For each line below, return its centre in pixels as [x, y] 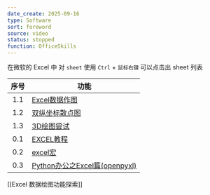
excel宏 [44, 153]
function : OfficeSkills [42, 46]
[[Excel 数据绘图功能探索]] [45, 184]
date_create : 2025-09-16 [43, 14]
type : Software [29, 20]
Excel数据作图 [55, 100]
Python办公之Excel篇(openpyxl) [84, 166]
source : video [28, 33]
